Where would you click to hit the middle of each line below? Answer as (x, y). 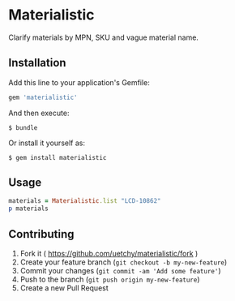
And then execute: (39, 113)
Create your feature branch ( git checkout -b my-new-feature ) (124, 262)
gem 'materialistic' (43, 97)
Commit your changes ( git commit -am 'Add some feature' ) (120, 271)
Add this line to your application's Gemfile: (79, 82)
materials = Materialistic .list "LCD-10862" (85, 201)
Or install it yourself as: (47, 143)
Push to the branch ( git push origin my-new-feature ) (110, 279)
